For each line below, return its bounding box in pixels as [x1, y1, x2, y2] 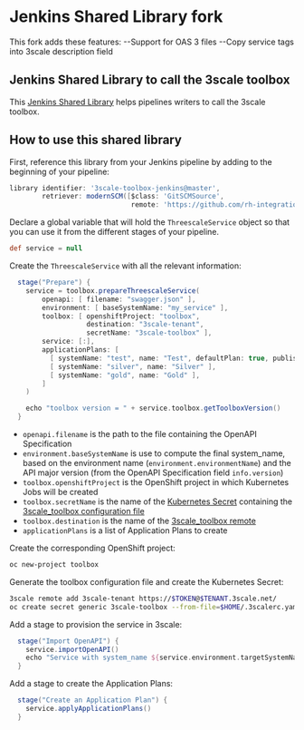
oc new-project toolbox [9, 560, 100, 569]
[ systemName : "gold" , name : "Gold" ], [49, 370, 201, 380]
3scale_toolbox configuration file [22, 506, 145, 517]
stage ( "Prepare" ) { [17, 278, 91, 287]
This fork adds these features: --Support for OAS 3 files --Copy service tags [9, 36, 294, 47]
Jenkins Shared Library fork [9, 6, 223, 27]
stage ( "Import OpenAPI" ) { [17, 637, 119, 646]
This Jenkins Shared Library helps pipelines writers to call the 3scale [9, 96, 266, 107]
